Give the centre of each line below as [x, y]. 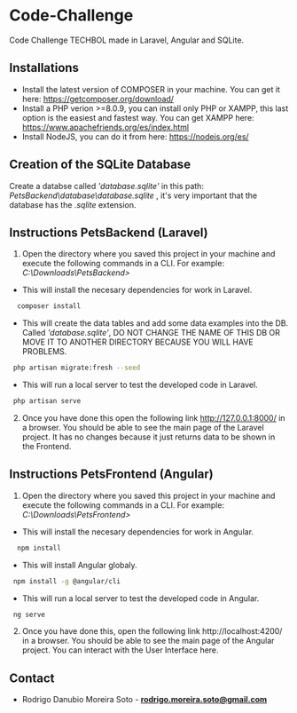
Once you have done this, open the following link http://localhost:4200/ [152, 631]
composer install [49, 306]
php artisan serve [47, 401]
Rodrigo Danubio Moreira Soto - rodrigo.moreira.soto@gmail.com [145, 700]
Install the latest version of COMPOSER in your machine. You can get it [151, 89]
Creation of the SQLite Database [100, 165]
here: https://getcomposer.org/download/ [98, 99]
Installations [44, 68]
